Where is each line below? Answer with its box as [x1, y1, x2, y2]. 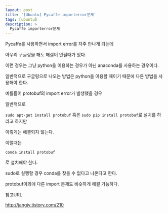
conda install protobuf [5, 150, 56, 155]
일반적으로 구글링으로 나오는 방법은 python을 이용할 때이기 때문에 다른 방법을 [5, 73, 158, 79]
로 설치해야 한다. [5, 159, 38, 165]
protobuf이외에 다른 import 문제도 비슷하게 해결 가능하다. [5, 181, 119, 187]
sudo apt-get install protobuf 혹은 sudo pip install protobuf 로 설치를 [5, 112, 156, 118]
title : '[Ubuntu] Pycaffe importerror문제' [5, 12, 96, 17]
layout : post [5, 7, 33, 13]
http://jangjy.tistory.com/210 [5, 202, 64, 208]
